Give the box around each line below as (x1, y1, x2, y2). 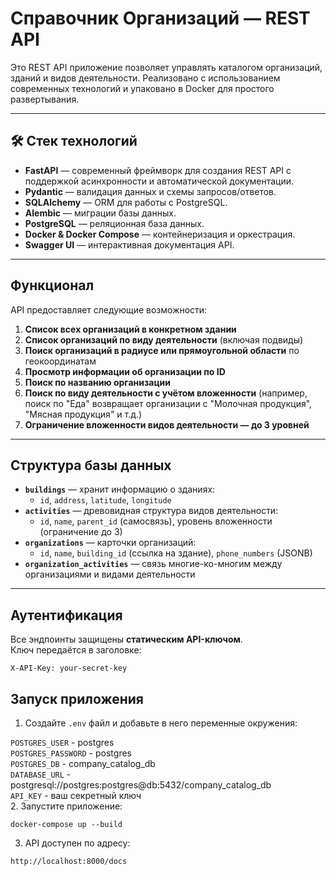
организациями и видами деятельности (24, 568, 196, 581)
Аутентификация (10, 607, 123, 624)
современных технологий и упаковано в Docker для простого (10, 82, 275, 94)
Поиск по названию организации (24, 376, 172, 388)
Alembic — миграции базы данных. (24, 207, 177, 219)
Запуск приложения (10, 690, 144, 707)
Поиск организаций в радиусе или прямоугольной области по (24, 344, 300, 356)
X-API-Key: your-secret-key (10, 663, 128, 674)
